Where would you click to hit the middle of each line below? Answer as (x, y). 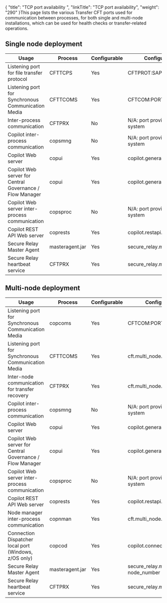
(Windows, (20, 552)
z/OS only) (20, 558)
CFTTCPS (61, 73)
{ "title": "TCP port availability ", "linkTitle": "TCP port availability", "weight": (82, 7)
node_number (144, 572)
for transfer (21, 389)
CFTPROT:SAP (145, 73)
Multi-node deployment (43, 288)
